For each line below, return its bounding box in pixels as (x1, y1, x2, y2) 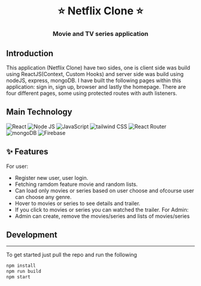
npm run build (6, 269, 42, 275)
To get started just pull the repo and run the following (6, 251, 138, 258)
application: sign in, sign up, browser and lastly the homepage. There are (6, 83, 187, 90)
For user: (6, 162, 29, 170)
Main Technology (6, 107, 73, 117)
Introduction (6, 48, 54, 58)
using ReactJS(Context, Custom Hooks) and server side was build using (6, 70, 184, 77)
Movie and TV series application (53, 30, 148, 38)
